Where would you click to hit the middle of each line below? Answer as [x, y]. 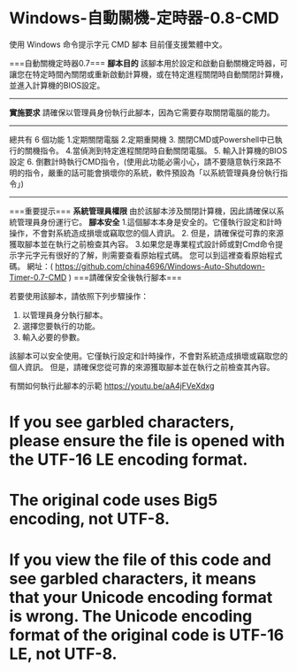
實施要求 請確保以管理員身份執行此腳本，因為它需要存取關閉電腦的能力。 [142, 112]
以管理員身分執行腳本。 [65, 314]
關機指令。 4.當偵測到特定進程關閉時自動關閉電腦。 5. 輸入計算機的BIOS [156, 151]
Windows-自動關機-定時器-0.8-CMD [145, 18]
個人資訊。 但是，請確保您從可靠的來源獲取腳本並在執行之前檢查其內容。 [142, 367]
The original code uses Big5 [114, 500]
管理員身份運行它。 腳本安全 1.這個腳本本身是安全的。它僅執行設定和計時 [149, 221]
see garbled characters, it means [133, 579]
